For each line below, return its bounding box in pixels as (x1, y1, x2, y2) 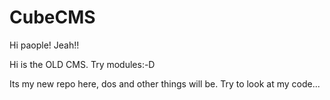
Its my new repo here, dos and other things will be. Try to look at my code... (9, 77, 321, 90)
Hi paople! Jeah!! (9, 39, 80, 51)
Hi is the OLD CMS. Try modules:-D (9, 58, 156, 70)
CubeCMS (9, 6, 96, 29)
